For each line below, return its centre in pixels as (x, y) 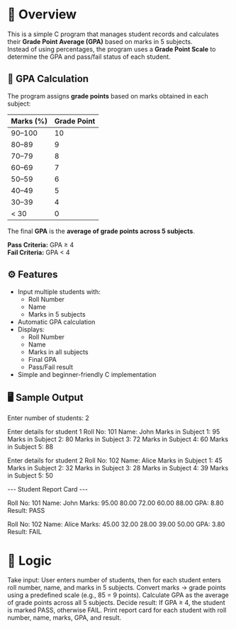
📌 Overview (42, 15)
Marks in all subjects (58, 352)
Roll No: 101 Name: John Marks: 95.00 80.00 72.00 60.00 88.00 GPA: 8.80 (116, 503)
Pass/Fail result (50, 367)
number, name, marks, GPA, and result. (64, 618)
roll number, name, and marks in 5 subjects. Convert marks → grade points (117, 588)
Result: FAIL (25, 532)
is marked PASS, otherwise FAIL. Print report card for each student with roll (117, 610)
